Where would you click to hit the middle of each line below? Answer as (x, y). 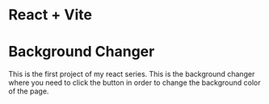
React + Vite (50, 15)
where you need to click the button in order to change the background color (134, 83)
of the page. (29, 91)
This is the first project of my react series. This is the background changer (132, 74)
